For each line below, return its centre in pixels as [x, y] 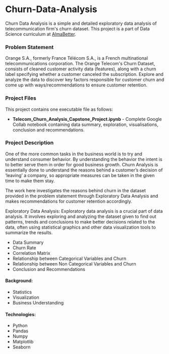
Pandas [20, 331]
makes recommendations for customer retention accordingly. [69, 201]
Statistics [22, 292]
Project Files [21, 98]
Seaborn [21, 347]
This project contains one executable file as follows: [59, 109]
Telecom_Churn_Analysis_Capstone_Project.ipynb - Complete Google [87, 119]
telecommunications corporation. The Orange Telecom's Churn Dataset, [80, 64]
